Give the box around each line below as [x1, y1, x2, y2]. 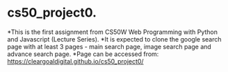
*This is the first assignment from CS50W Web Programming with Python [7, 28, 218, 36]
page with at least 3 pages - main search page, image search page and [7, 42, 212, 51]
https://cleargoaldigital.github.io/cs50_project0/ [7, 57, 144, 65]
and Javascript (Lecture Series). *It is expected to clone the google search [7, 35, 222, 43]
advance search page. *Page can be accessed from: [7, 50, 159, 58]
